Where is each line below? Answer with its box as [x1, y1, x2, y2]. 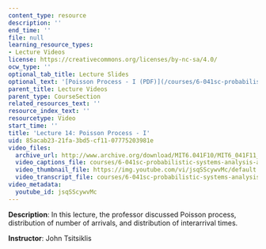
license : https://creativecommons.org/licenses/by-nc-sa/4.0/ [8, 56, 218, 64]
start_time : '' [8, 122, 59, 130]
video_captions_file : [15, 159, 87, 167]
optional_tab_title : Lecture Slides [8, 70, 129, 78]
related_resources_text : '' [8, 100, 101, 108]
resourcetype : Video [8, 115, 77, 123]
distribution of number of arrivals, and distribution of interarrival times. [8, 218, 238, 228]
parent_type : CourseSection [8, 92, 101, 100]
